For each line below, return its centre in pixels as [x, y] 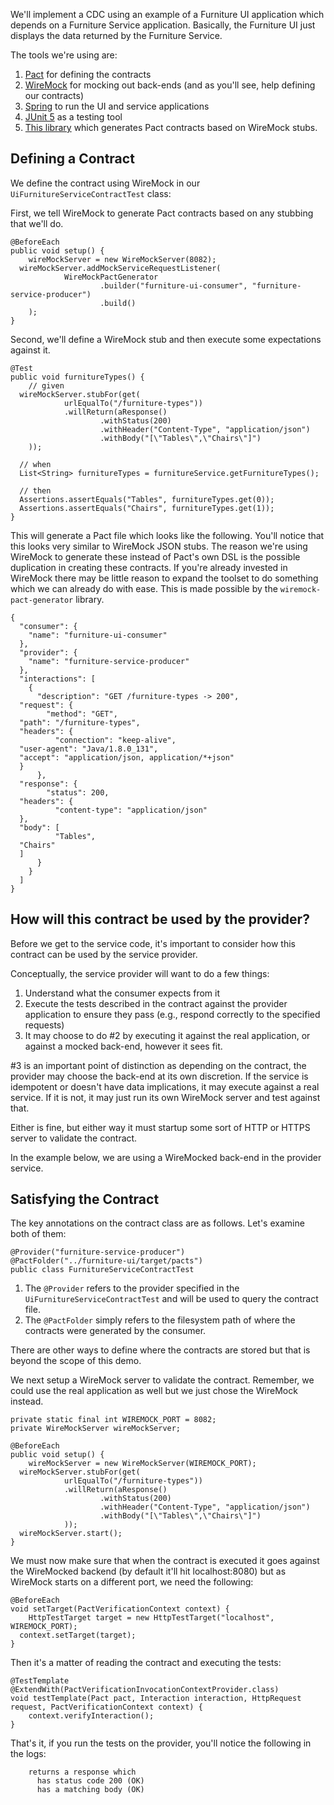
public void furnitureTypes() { [77, 377]
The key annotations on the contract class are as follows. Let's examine [157, 1223]
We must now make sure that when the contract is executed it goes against [165, 1561]
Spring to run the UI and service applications [117, 106]
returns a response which [82, 1772]
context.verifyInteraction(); [91, 1716]
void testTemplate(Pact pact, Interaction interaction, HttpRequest [156, 1699]
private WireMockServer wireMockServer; [96, 1429]
